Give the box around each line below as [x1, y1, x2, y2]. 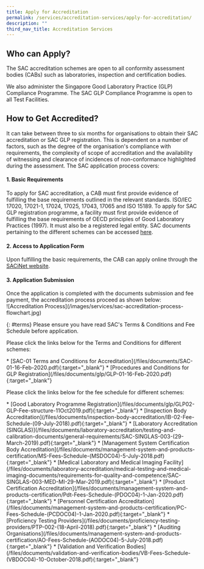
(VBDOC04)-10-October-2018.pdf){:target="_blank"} [6, 556, 139, 564]
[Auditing [157, 523, 181, 531]
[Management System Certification [101, 439, 190, 447]
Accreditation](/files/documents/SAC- [97, 358, 193, 365]
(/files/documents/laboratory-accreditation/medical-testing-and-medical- [6, 465, 192, 473]
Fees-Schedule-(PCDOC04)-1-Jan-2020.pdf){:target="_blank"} [6, 511, 166, 518]
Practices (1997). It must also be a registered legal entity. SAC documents [6, 222, 191, 229]
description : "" [6, 20, 47, 26]
